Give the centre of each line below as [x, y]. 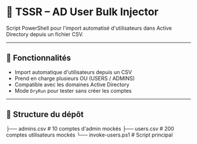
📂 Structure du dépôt [45, 115]
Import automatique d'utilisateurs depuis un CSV [73, 72]
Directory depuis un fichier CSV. [45, 34]
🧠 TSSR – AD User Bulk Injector [82, 12]
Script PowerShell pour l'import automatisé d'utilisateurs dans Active [89, 28]
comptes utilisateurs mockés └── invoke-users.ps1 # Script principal [89, 135]
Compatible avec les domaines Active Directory [72, 85]
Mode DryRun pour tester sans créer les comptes [73, 90]
